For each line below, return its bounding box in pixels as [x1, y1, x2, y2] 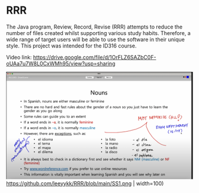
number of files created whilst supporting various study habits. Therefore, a [6, 29, 191, 36]
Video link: [6, 53, 32, 61]
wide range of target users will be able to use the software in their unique [6, 36, 185, 43]
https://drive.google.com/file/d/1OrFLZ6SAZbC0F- [33, 53, 156, 61]
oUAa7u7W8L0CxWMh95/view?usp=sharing [6, 60, 115, 67]
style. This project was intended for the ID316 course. [6, 42, 137, 49]
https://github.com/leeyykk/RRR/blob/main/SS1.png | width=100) [6, 179, 164, 187]
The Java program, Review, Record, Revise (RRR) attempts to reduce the [6, 23, 183, 30]
